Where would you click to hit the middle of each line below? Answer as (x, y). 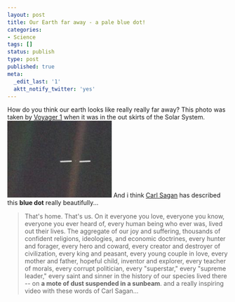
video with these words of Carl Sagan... (81, 291)
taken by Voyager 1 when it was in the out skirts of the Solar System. (106, 117)
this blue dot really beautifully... (53, 203)
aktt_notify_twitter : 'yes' (55, 89)
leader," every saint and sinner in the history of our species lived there (126, 276)
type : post (23, 60)
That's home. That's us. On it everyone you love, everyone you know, (125, 216)
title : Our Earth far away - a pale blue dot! (76, 22)
